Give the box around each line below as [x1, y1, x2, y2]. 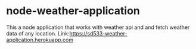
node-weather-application [6, 4, 140, 18]
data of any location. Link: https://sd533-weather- [6, 30, 127, 37]
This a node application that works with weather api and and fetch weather [6, 24, 190, 31]
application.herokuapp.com [6, 36, 73, 43]
